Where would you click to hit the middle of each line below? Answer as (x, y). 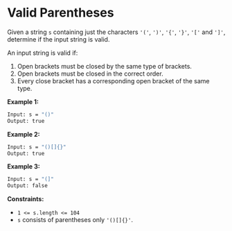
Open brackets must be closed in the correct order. (90, 74)
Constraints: (26, 199)
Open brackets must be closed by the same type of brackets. (105, 66)
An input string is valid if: (43, 53)
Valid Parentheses (61, 13)
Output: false (28, 186)
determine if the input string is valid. (59, 39)
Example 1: (23, 101)
